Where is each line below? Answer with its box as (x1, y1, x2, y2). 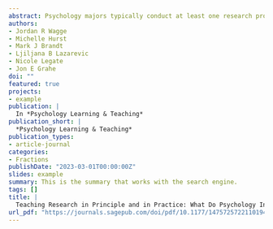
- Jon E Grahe (8, 65, 57, 73)
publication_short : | (8, 118, 82, 126)
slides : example (8, 171, 63, 179)
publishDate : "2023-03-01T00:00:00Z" (8, 163, 136, 171)
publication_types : (8, 132, 75, 140)
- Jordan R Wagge (8, 27, 67, 35)
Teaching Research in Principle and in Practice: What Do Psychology (15, 201, 256, 209)
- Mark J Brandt (8, 42, 63, 50)
